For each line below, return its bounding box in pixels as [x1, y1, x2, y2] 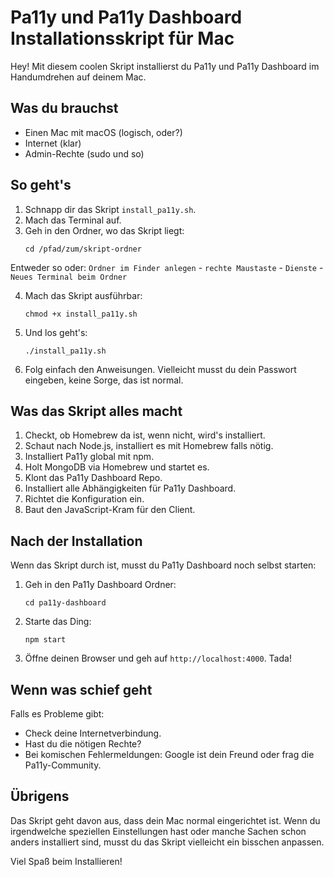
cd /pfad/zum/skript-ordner [24, 244, 142, 254]
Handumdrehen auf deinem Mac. [10, 71, 147, 83]
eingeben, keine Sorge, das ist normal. [24, 374, 184, 386]
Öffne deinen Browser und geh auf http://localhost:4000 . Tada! [24, 652, 292, 665]
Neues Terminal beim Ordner [10, 272, 128, 282]
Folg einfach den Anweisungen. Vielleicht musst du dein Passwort [24, 363, 297, 375]
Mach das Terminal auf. [24, 214, 122, 226]
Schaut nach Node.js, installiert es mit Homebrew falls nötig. [24, 440, 274, 452]
